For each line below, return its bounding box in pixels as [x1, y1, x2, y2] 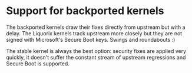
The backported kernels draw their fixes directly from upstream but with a [6, 24, 186, 31]
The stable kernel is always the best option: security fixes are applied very [6, 47, 187, 54]
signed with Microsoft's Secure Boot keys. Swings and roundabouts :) [6, 36, 176, 43]
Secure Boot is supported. [6, 60, 69, 67]
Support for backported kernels [6, 4, 164, 18]
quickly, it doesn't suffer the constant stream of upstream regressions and [6, 54, 186, 61]
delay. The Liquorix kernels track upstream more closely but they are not [6, 29, 183, 36]
